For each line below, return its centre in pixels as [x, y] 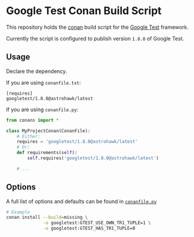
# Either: [29, 136]
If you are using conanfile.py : [42, 109]
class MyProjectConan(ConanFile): [48, 131]
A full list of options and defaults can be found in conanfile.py [81, 201]
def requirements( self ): [47, 153]
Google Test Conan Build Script [84, 11]
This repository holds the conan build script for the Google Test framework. [98, 27]
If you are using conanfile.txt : [44, 82]
